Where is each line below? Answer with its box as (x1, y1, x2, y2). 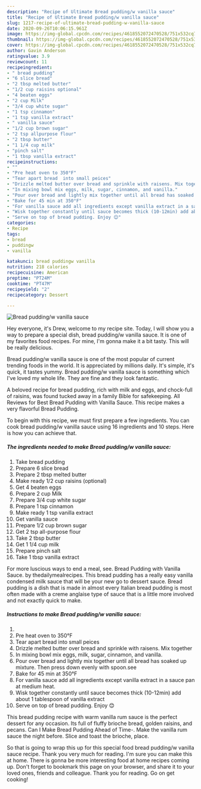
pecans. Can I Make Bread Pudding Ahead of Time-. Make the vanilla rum (7, 726, 187, 733)
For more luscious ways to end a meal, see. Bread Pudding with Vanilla (7, 565, 181, 573)
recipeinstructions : (7, 159, 58, 165)
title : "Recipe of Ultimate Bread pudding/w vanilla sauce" (7, 14, 160, 20)
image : (7, 31, 23, 37)
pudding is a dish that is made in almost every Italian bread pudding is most (7, 584, 193, 592)
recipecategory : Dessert (7, 292, 69, 298)
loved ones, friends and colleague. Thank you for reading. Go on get (7, 769, 175, 777)
